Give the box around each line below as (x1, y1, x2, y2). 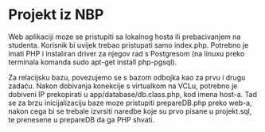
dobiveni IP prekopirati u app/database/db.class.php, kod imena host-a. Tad (8, 89, 257, 99)
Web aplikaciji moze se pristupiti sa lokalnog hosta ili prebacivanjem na (8, 32, 241, 41)
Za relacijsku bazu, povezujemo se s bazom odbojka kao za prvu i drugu (8, 72, 246, 82)
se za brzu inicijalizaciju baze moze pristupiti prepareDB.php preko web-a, (8, 98, 252, 107)
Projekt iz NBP (8, 6, 104, 24)
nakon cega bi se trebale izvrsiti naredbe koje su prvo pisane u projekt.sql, (8, 106, 252, 116)
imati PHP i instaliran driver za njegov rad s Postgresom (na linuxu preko (8, 49, 245, 58)
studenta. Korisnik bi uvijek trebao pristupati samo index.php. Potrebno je (8, 40, 249, 49)
